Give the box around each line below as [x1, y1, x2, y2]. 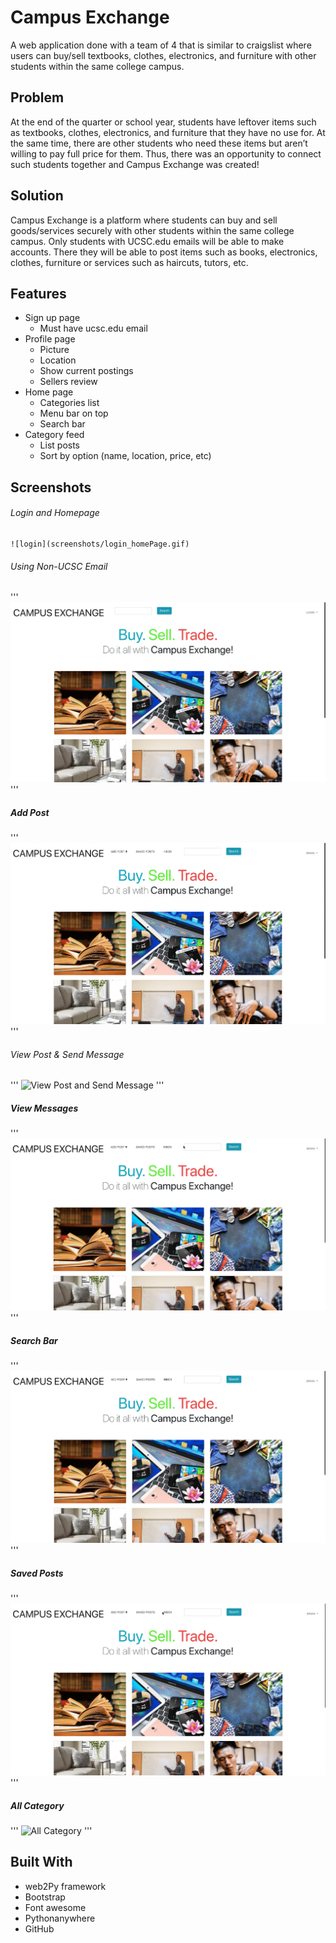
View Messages [10, 1102, 79, 1115]
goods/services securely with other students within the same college [10, 224, 295, 236]
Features [10, 285, 67, 302]
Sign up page [24, 312, 81, 324]
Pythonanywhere [24, 1912, 96, 1924]
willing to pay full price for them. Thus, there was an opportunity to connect [10, 147, 322, 160]
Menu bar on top [39, 407, 109, 420]
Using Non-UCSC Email [10, 560, 108, 572]
